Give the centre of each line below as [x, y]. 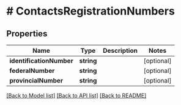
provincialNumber [36, 80]
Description [120, 51]
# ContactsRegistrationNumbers [91, 11]
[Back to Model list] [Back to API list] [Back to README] [76, 96]
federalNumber [32, 71]
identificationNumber [41, 61]
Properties [27, 34]
